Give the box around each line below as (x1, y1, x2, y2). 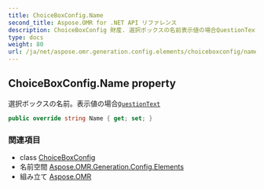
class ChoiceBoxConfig (19, 152, 96, 162)
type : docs (8, 33, 44, 42)
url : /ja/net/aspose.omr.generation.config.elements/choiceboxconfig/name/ (8, 48, 262, 56)
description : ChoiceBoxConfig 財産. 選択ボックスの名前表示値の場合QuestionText (8, 26, 259, 34)
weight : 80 (8, 41, 44, 49)
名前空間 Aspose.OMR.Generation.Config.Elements (19, 162, 185, 171)
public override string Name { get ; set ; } (8, 114, 153, 122)
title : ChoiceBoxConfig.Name (8, 11, 104, 20)
